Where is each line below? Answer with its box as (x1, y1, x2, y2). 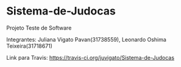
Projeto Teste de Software (6, 24, 72, 31)
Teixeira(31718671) (6, 42, 53, 49)
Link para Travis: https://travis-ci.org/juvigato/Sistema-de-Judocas (6, 54, 175, 61)
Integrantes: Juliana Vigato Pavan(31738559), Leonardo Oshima (6, 36, 166, 43)
